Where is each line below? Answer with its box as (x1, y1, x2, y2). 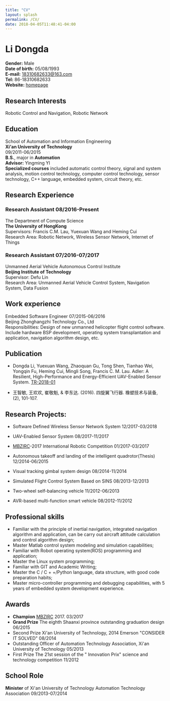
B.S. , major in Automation (5, 154, 60, 161)
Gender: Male (5, 60, 35, 67)
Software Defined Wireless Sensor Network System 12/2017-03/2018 (12, 424, 157, 430)
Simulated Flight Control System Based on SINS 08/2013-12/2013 (12, 478, 149, 484)
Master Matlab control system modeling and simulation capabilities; (12, 542, 154, 549)
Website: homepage (5, 82, 48, 88)
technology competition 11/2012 (12, 656, 79, 663)
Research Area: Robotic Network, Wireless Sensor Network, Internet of (5, 234, 154, 240)
